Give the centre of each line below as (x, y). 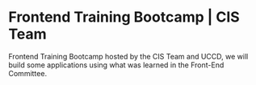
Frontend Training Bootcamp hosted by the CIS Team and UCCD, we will (128, 56)
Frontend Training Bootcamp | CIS (124, 17)
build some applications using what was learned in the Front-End (116, 65)
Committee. (27, 73)
